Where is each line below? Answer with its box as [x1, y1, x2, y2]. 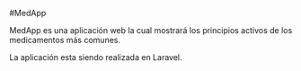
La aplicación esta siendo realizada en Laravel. [9, 52, 182, 62]
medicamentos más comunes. [9, 35, 121, 45]
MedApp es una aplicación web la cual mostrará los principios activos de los [9, 25, 293, 35]
